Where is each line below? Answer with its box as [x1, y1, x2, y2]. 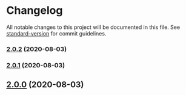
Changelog [6, 4, 63, 17]
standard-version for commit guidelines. [6, 29, 107, 37]
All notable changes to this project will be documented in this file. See [6, 23, 181, 31]
